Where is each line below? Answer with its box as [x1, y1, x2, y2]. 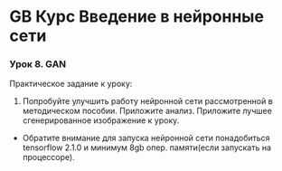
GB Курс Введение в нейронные [9, 6, 265, 27]
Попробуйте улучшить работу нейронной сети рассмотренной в [22, 96, 273, 107]
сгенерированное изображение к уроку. [22, 115, 180, 126]
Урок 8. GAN [9, 58, 67, 71]
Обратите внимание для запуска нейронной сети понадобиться [22, 133, 270, 144]
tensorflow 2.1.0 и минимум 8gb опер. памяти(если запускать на [22, 142, 272, 153]
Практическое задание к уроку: [9, 79, 133, 90]
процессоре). [22, 152, 75, 163]
